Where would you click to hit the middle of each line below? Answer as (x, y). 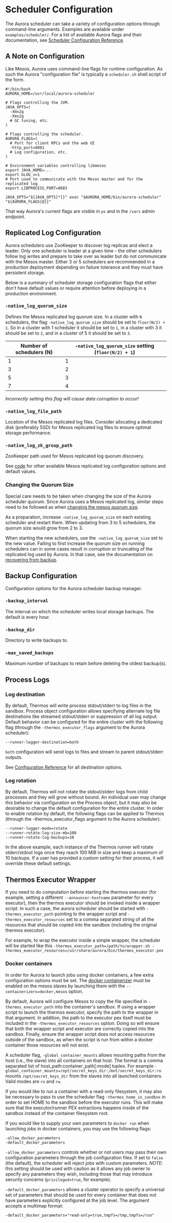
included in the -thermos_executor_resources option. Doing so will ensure (82, 1023)
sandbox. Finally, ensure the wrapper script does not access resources (80, 1034)
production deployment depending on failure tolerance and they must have (84, 267)
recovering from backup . (31, 560)
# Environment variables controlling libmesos (56, 166)
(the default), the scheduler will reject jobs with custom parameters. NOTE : (84, 1163)
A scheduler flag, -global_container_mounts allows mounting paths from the (85, 1055)
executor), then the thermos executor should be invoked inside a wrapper (83, 903)
